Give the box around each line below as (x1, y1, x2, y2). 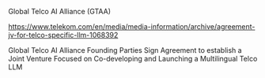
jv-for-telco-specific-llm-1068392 (8, 31, 119, 39)
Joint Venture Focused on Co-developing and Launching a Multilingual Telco (8, 54, 258, 63)
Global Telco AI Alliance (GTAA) (8, 7, 111, 16)
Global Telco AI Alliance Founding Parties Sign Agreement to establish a (8, 46, 243, 54)
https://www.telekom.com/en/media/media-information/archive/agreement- (8, 22, 256, 31)
